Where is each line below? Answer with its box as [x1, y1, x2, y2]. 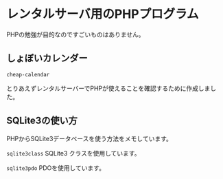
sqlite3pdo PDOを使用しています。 [6, 163, 106, 172]
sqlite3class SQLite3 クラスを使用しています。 [6, 149, 141, 157]
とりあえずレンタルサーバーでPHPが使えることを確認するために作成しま [6, 84, 211, 92]
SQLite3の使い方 [6, 115, 78, 127]
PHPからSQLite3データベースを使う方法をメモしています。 [6, 134, 173, 143]
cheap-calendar [6, 71, 50, 78]
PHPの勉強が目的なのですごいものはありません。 [6, 30, 145, 39]
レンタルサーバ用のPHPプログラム [6, 6, 200, 22]
